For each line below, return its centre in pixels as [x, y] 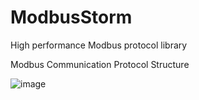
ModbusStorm [71, 17]
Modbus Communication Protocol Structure [100, 64]
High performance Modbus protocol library [99, 45]
